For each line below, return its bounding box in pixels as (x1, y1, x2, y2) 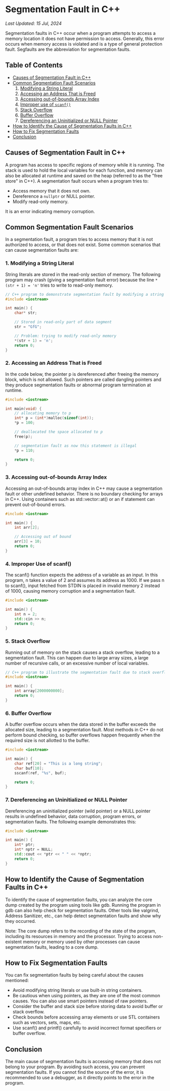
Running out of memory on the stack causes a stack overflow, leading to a (5, 649, 160, 655)
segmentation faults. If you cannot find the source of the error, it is (5, 1069, 144, 1075)
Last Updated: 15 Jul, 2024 (5, 20, 62, 26)
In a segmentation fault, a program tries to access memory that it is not (5, 237, 153, 243)
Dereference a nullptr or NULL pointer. (12, 193, 95, 199)
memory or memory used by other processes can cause (22, 939, 140, 945)
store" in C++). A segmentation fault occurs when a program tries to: (5, 178, 149, 184)
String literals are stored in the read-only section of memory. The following (5, 271, 161, 277)
